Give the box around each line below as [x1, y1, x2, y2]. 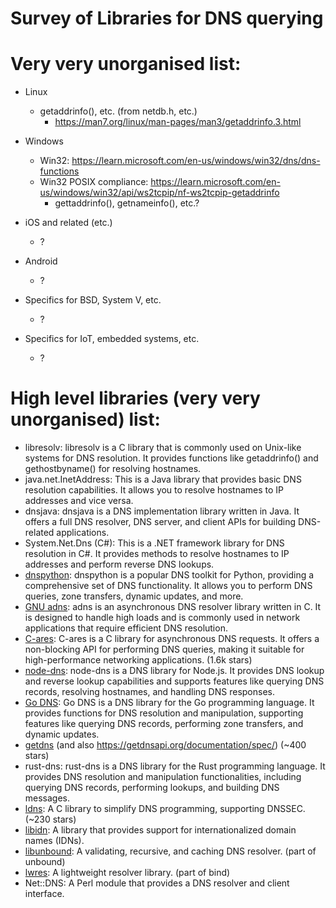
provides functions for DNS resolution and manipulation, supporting [24, 707, 304, 719]
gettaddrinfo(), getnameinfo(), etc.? [54, 197, 200, 209]
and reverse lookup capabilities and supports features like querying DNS [24, 675, 325, 687]
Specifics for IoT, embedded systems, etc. [24, 333, 200, 345]
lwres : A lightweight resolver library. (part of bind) [24, 867, 231, 879]
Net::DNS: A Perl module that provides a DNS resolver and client [24, 877, 290, 889]
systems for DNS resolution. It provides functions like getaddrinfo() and [24, 452, 319, 464]
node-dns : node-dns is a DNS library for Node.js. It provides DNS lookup [24, 665, 325, 677]
